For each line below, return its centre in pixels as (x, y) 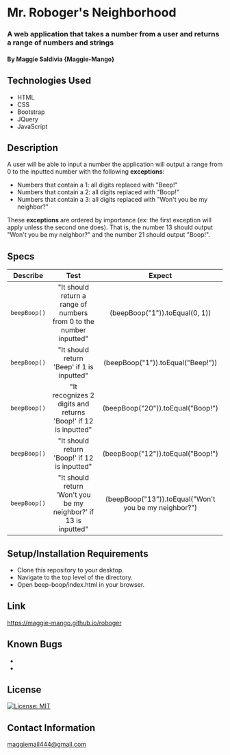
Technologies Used (49, 81)
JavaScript (32, 126)
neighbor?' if (74, 512)
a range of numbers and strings (61, 43)
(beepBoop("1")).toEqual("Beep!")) (161, 363)
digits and (74, 404)
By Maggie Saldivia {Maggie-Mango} (61, 59)
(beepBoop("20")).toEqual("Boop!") (161, 408)
